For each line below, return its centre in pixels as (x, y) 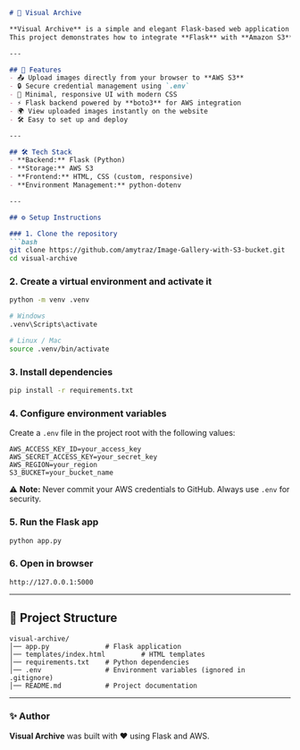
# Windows (28, 316)
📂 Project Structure (63, 618)
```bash (24, 242)
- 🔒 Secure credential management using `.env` (100, 86)
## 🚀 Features (36, 70)
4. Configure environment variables (88, 413)
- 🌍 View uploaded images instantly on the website (108, 111)
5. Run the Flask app (54, 522)
